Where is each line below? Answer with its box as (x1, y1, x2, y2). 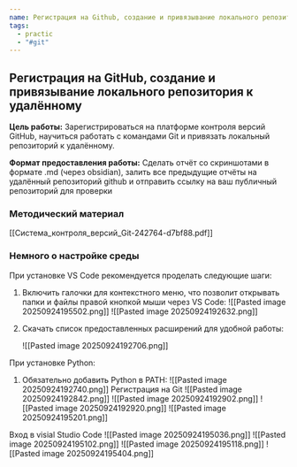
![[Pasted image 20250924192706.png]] (21, 340, 169, 350)
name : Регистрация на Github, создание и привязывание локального (9, 12, 259, 22)
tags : (9, 21, 29, 30)
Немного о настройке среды (9, 249, 140, 262)
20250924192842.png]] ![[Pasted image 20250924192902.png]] (21, 393, 259, 403)
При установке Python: (9, 357, 95, 368)
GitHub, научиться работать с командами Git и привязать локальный (9, 131, 270, 142)
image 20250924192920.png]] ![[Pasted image (55, 402, 227, 413)
